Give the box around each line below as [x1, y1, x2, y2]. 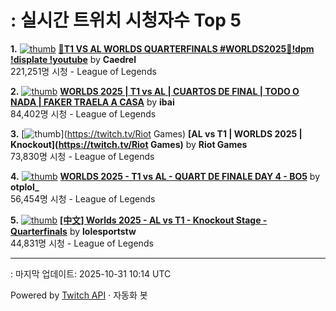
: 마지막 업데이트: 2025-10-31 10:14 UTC [10, 267, 172, 280]
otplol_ [10, 181, 40, 193]
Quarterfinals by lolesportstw [10, 225, 137, 237]
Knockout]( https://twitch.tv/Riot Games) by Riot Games [10, 138, 248, 150]
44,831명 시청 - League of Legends [10, 237, 154, 249]
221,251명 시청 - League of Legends [10, 65, 157, 77]
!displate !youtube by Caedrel [10, 53, 137, 65]
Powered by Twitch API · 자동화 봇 [10, 289, 148, 301]
